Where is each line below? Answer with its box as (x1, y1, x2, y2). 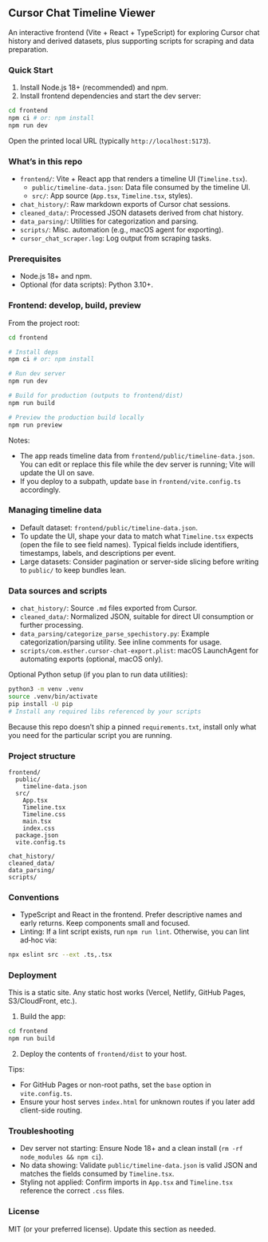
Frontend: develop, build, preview (8, 300, 142, 311)
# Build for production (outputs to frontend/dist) (8, 391, 183, 399)
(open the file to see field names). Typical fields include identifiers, (19, 539, 239, 550)
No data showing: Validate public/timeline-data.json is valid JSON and (19, 1161, 258, 1170)
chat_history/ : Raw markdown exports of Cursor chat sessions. (19, 200, 231, 209)
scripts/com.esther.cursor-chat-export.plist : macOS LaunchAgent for (19, 646, 259, 656)
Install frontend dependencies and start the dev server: (19, 91, 202, 101)
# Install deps (8, 347, 59, 356)
